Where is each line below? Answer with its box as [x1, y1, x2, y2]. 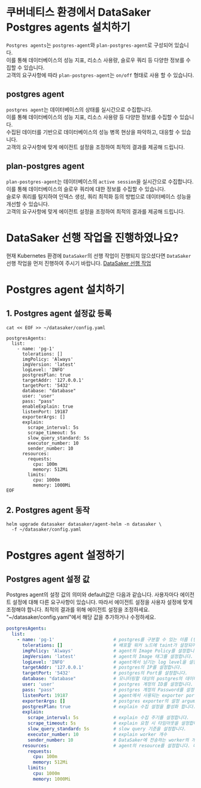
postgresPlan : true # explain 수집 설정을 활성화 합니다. [22, 703, 196, 709]
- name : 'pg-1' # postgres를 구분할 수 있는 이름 [17, 637, 188, 643]
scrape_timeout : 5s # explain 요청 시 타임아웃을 [28, 720, 178, 726]
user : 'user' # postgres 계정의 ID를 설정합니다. [22, 681, 193, 687]
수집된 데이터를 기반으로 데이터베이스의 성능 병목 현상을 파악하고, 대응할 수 [6, 128, 181, 136]
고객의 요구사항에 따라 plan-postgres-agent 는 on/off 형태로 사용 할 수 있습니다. [6, 71, 194, 79]
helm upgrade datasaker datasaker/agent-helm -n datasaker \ [6, 521, 162, 528]
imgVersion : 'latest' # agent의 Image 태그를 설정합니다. [22, 653, 193, 660]
